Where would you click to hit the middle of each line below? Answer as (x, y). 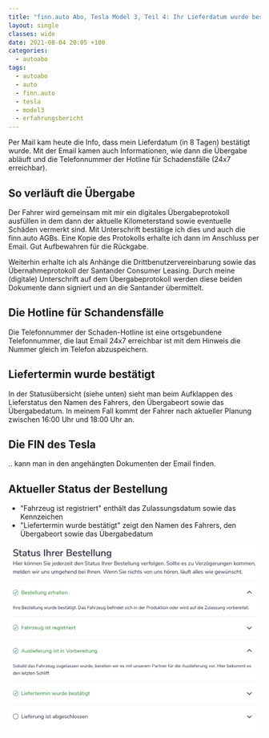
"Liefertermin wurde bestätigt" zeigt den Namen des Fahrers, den (128, 525)
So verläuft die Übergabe (72, 193)
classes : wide (32, 34)
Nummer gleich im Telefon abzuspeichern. (78, 349)
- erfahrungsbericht (50, 119)
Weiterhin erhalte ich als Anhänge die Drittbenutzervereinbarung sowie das (132, 262)
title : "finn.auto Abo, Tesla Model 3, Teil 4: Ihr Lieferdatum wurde (128, 17)
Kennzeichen (42, 517)
